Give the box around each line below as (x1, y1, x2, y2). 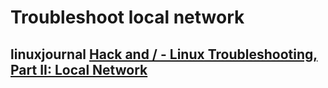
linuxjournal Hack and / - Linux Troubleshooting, (10, 46, 318, 63)
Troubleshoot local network (10, 6, 245, 29)
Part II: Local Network (10, 61, 148, 78)
